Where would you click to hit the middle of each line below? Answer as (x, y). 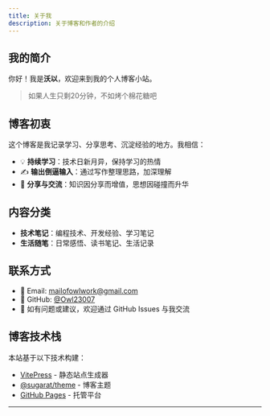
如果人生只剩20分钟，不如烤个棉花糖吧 (92, 96)
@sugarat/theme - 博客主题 (65, 385)
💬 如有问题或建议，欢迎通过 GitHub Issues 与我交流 (105, 309)
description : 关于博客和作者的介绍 (61, 23)
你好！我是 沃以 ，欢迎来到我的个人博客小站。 (82, 79)
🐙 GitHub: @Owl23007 (57, 299)
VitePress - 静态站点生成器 (64, 374)
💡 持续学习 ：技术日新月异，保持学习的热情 (90, 162)
